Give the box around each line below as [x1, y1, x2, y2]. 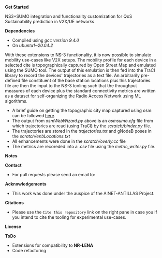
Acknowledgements [5, 181, 47, 187]
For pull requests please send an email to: [12, 172, 95, 177]
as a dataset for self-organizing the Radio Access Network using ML [5, 93, 141, 99]
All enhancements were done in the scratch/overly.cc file [12, 138, 126, 144]
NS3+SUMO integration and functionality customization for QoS [5, 14, 132, 19]
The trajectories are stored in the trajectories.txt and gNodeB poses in [12, 128, 152, 134]
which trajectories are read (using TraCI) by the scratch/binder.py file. [12, 123, 151, 129]
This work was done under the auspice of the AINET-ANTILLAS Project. [12, 191, 155, 196]
